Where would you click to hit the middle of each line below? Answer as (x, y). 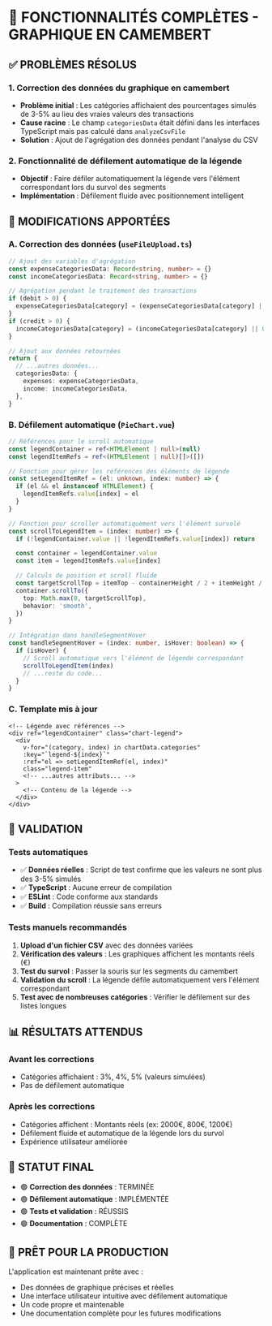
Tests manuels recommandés (68, 927)
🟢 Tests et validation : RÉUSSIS (74, 1212)
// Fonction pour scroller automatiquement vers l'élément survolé (125, 524)
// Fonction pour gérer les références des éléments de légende (119, 471)
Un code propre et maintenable (72, 1305)
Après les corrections (52, 1107)
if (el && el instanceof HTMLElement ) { (85, 486)
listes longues (43, 1005)
